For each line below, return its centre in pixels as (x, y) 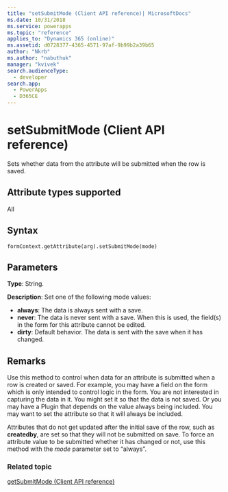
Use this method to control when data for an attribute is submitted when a (111, 378)
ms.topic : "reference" (39, 33)
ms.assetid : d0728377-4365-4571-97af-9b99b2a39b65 (81, 45)
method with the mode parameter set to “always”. (77, 449)
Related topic (30, 467)
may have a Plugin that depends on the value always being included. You (110, 407)
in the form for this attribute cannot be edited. (81, 325)
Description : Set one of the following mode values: (79, 297)
